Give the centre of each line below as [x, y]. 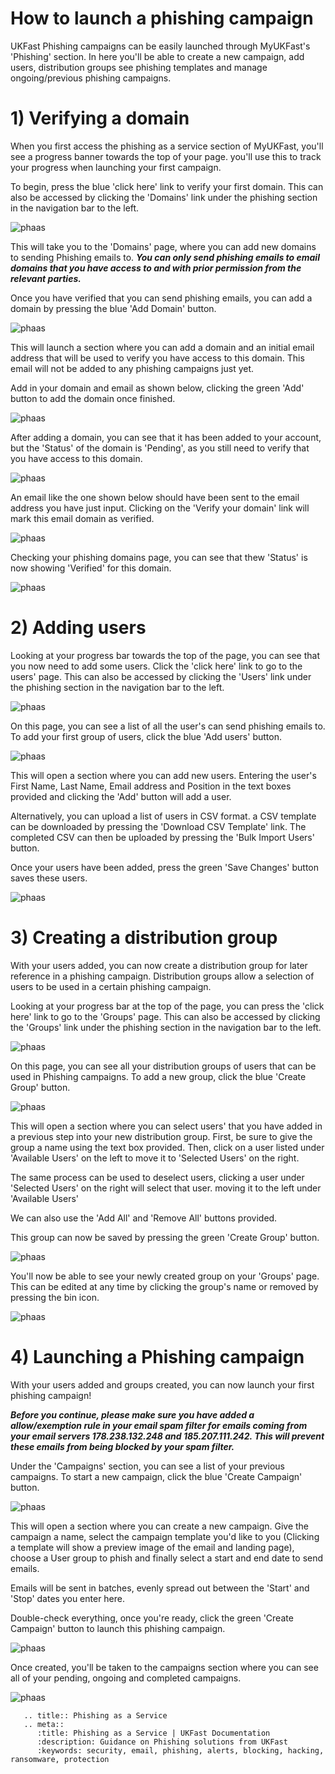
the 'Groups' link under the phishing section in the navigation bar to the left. [166, 1027]
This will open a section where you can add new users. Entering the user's [163, 775]
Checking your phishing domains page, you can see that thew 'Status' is [159, 557]
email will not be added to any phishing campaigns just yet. [132, 368]
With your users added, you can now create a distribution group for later [159, 965]
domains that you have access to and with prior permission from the [156, 268]
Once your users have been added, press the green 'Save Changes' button [165, 867]
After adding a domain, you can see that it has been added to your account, [166, 437]
